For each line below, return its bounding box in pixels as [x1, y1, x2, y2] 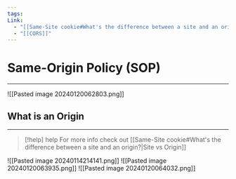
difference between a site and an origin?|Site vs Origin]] [24, 143, 187, 151]
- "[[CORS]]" [13, 29, 52, 37]
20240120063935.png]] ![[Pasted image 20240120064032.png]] [7, 164, 196, 172]
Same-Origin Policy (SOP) [7, 60, 161, 76]
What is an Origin [7, 110, 84, 122]
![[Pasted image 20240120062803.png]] [7, 90, 124, 98]
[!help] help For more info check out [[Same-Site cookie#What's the [24, 135, 221, 144]
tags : [7, 10, 23, 18]
